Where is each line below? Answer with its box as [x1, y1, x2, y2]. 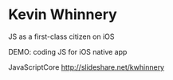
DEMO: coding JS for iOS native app [8, 47, 128, 56]
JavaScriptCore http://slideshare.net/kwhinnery [8, 62, 165, 72]
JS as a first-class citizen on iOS [8, 32, 115, 41]
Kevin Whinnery [8, 6, 117, 24]
